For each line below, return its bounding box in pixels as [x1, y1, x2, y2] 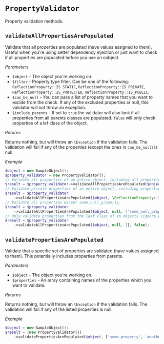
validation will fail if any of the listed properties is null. [5, 306, 113, 312]
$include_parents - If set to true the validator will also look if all [12, 109, 140, 116]
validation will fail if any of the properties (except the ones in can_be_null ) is [5, 144, 158, 150]
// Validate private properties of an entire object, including [5, 186, 139, 191]
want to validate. [12, 282, 46, 288]
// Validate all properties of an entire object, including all [5, 177, 139, 182]
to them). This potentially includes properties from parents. [5, 253, 123, 259]
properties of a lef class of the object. [12, 120, 88, 126]
